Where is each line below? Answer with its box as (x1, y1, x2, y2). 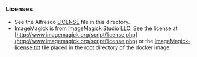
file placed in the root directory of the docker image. (41, 44, 171, 51)
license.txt (14, 44, 40, 51)
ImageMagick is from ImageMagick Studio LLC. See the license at (14, 25, 178, 32)
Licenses (5, 5, 33, 13)
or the (139, 38, 154, 45)
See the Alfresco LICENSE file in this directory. (14, 19, 130, 26)
